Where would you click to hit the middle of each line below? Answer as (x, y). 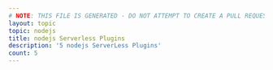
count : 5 (23, 53)
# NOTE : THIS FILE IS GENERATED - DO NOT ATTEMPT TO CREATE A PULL (125, 16)
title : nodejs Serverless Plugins (67, 38)
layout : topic (32, 23)
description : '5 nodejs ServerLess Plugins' (85, 46)
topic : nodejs (32, 31)
